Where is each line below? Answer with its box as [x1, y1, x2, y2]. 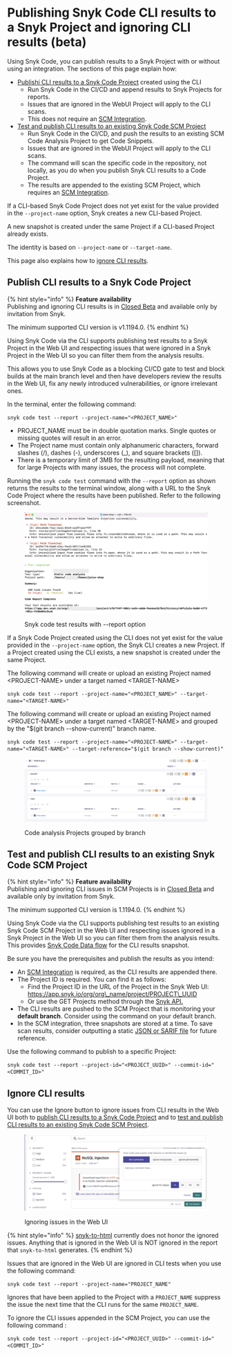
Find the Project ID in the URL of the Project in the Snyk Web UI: [27, 982, 209, 991]
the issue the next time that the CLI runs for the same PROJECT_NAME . [7, 1300, 199, 1308]
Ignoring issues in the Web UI [24, 1218, 108, 1226]
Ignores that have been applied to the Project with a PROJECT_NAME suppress [7, 1292, 221, 1301]
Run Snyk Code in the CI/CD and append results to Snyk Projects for [27, 85, 222, 93]
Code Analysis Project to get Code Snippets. [27, 136, 154, 145]
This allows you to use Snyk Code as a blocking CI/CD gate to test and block [7, 365, 225, 373]
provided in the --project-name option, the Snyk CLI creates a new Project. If [7, 641, 225, 649]
